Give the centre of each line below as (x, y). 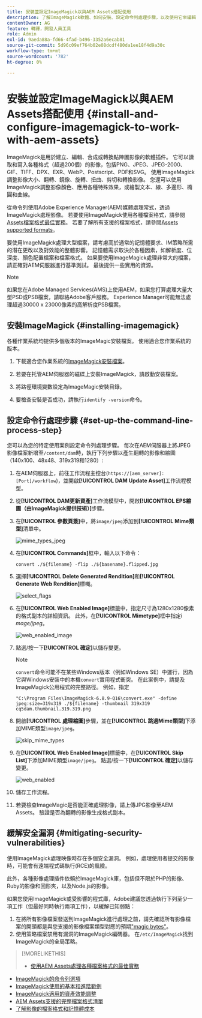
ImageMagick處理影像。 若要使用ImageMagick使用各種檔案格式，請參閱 (96, 215)
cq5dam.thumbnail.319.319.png (53, 709)
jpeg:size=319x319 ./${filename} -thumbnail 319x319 (83, 704)
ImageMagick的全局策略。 (48, 941)
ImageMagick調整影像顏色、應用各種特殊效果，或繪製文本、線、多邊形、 (97, 187)
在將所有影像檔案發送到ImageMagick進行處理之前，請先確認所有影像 (100, 919)
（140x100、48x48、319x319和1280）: (55, 461)
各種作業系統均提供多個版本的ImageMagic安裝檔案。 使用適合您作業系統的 (99, 341)
